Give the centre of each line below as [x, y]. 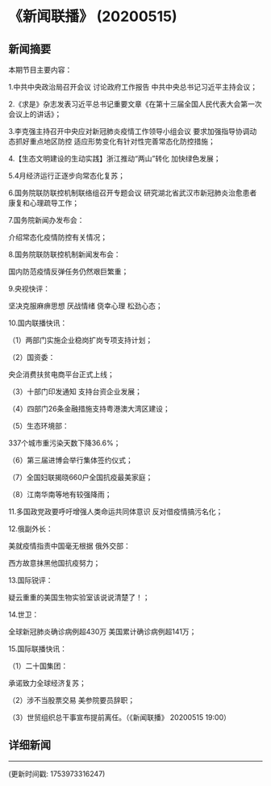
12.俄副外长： [31, 529]
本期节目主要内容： [40, 70]
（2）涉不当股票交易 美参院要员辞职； [72, 700]
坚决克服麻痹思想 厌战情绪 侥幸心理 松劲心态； [85, 306]
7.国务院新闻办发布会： [46, 220]
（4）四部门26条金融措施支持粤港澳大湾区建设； [90, 409]
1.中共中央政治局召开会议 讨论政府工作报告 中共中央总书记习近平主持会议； [133, 87]
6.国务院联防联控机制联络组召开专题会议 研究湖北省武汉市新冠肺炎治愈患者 [133, 193]
